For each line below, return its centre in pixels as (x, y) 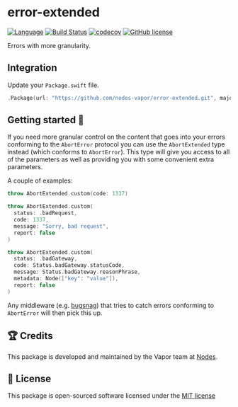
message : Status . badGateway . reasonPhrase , (77, 272)
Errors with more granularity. (49, 45)
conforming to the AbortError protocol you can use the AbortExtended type (116, 144)
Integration (33, 68)
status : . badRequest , (46, 213)
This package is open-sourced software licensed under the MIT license (112, 396)
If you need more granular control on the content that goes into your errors (116, 137)
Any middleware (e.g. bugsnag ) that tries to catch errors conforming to (111, 305)
